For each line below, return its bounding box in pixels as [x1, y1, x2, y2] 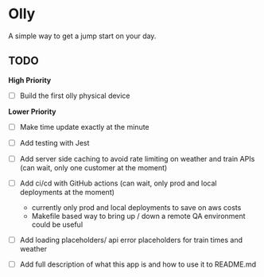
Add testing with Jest [19, 138, 90, 147]
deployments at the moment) [19, 188, 115, 197]
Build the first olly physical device [19, 91, 130, 100]
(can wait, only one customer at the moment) [19, 163, 168, 172]
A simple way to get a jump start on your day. [8, 31, 157, 41]
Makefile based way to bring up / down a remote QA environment [31, 212, 246, 221]
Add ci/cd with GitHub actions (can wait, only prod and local [19, 178, 217, 188]
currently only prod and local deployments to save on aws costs [31, 203, 242, 213]
